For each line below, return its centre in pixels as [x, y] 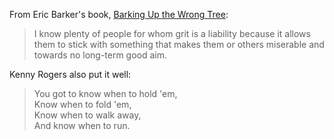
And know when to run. [82, 125]
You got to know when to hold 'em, [105, 93]
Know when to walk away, [87, 115]
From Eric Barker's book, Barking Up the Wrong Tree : [119, 14]
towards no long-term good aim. [100, 55]
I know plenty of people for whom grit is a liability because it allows [172, 33]
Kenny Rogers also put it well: [70, 74]
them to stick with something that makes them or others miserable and [179, 44]
